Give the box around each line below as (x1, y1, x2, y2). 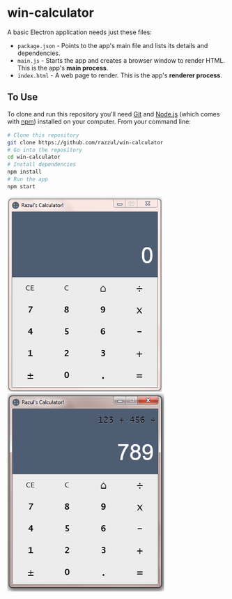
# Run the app (7, 176, 49, 183)
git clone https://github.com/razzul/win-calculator (7, 139, 164, 146)
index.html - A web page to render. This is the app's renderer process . (17, 71, 223, 79)
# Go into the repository (7, 146, 82, 153)
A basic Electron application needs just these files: (7, 28, 152, 36)
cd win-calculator (7, 153, 61, 161)
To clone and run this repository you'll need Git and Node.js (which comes (7, 109, 220, 118)
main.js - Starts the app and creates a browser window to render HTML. (17, 56, 225, 64)
